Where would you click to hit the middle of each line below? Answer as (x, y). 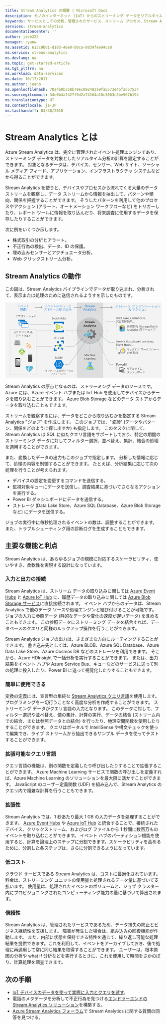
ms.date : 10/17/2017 (27, 79)
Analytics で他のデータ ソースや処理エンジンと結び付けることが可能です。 (81, 609)
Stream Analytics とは (51, 137)
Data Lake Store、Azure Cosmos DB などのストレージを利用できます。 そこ (83, 651)
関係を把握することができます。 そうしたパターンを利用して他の (79, 200)
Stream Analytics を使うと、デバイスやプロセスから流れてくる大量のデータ (82, 188)
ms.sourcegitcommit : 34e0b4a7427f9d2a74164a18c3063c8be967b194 (72, 95)
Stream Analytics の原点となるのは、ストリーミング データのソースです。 (80, 386)
